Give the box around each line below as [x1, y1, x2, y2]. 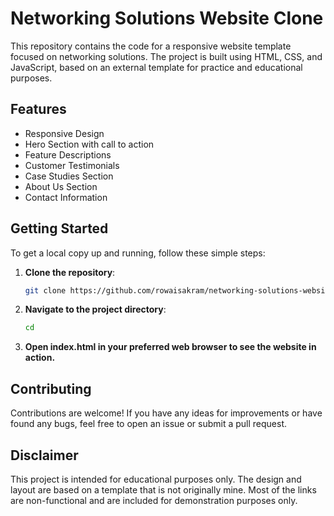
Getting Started [10, 220, 109, 237]
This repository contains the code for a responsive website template [10, 40, 292, 52]
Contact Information [24, 191, 108, 203]
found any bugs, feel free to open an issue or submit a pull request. [10, 418, 287, 430]
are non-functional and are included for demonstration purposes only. [10, 494, 298, 506]
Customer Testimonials [24, 159, 120, 171]
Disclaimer [10, 447, 79, 464]
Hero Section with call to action [24, 138, 155, 150]
